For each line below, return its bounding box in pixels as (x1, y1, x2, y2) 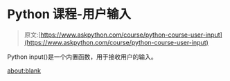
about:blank (7, 66, 42, 75)
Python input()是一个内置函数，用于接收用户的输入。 (7, 53, 157, 61)
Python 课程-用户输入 (7, 6, 132, 22)
